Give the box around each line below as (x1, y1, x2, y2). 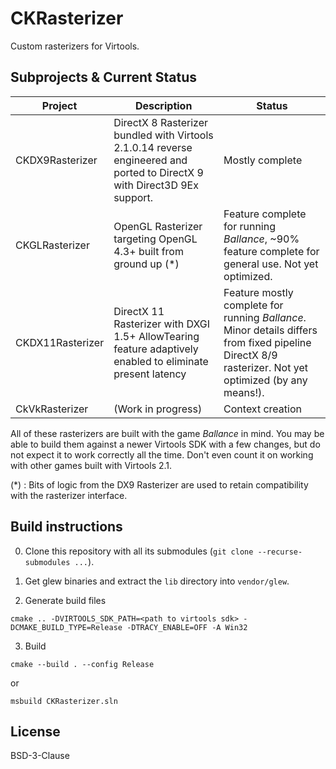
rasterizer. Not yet (223, 360, 308, 374)
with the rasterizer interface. (10, 489, 128, 501)
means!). (223, 385, 265, 399)
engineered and (113, 153, 188, 167)
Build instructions (10, 518, 123, 536)
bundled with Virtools (113, 128, 214, 142)
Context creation (223, 402, 302, 416)
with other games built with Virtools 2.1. (10, 459, 173, 471)
